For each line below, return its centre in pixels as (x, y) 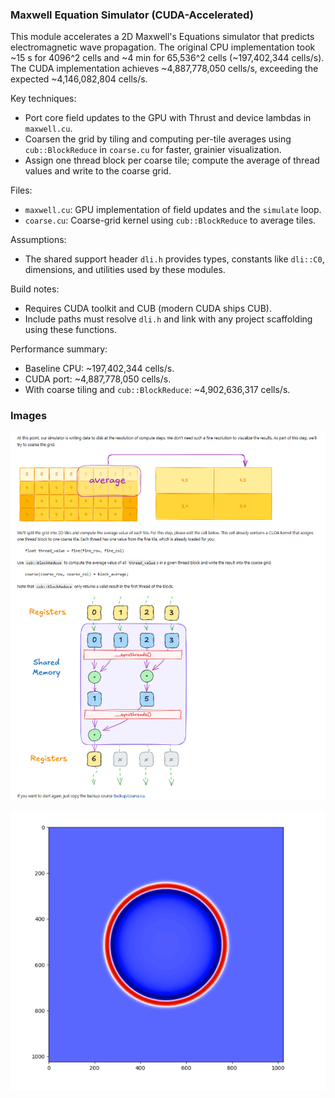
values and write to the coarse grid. (98, 171)
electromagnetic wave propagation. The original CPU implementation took (163, 47)
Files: (21, 190)
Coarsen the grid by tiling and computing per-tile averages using (158, 139)
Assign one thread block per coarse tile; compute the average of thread (172, 160)
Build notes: (35, 289)
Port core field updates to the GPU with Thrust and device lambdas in (168, 118)
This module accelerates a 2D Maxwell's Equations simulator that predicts (162, 37)
